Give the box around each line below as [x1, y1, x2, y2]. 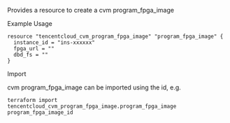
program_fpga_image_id [7, 109, 73, 116]
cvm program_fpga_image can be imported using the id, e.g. [7, 83, 182, 92]
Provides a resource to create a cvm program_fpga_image [7, 6, 175, 14]
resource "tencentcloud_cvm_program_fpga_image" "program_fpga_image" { [7, 33, 224, 40]
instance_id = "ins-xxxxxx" [13, 39, 96, 46]
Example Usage [7, 20, 52, 27]
